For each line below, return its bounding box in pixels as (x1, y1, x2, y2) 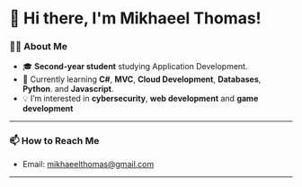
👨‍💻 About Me (9, 40, 67, 53)
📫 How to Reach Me (9, 135, 100, 147)
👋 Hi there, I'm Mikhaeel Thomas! (9, 8, 262, 29)
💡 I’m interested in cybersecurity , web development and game (22, 93, 259, 104)
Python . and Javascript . (22, 84, 114, 94)
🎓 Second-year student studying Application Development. (22, 61, 248, 72)
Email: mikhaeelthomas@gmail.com (22, 158, 155, 169)
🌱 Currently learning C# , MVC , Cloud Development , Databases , (22, 74, 262, 85)
